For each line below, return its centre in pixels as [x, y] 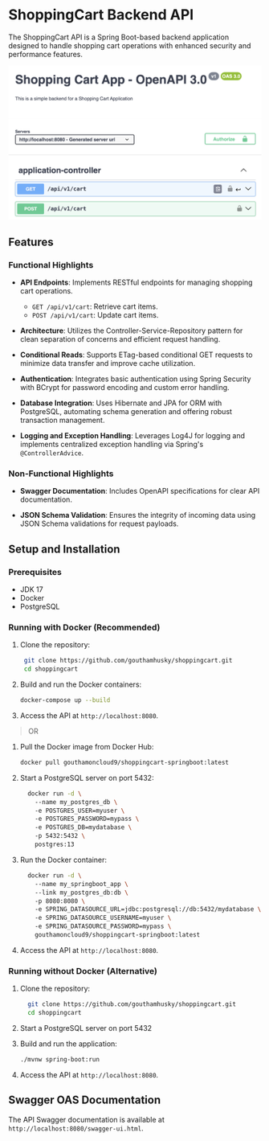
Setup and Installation [64, 549]
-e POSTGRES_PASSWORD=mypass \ [87, 819]
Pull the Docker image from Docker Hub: [87, 746]
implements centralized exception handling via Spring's [112, 445]
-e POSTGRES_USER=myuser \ [80, 811]
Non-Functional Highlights [61, 474]
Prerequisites [35, 572]
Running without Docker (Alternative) [83, 971]
